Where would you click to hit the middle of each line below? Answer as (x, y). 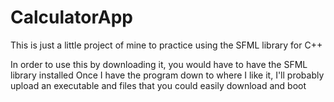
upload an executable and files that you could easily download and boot (158, 85)
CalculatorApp (71, 17)
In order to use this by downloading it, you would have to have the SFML (159, 64)
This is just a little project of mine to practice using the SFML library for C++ (166, 45)
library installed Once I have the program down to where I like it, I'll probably (167, 75)
